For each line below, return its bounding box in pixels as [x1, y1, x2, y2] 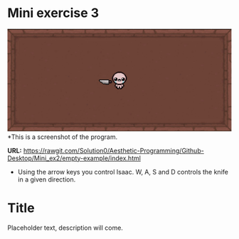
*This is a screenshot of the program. [7, 133, 118, 141]
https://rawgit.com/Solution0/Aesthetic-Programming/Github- [23, 146, 204, 155]
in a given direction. [17, 175, 76, 184]
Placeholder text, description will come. [7, 223, 123, 232]
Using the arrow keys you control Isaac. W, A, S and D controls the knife [17, 167, 229, 176]
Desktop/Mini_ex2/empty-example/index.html [7, 154, 141, 162]
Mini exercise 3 [7, 5, 100, 21]
